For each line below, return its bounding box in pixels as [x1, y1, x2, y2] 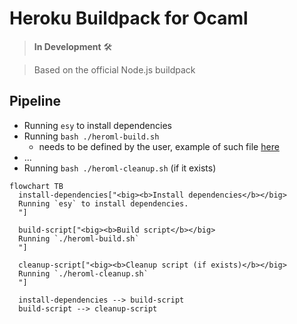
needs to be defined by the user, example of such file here [38, 140, 280, 152]
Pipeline [9, 93, 62, 110]
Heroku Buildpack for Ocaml [9, 7, 249, 30]
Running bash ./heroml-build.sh [23, 130, 160, 142]
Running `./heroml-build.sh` [18, 233, 140, 244]
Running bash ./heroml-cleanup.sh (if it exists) [23, 162, 217, 174]
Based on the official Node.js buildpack [33, 63, 196, 76]
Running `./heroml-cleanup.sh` [18, 268, 149, 279]
